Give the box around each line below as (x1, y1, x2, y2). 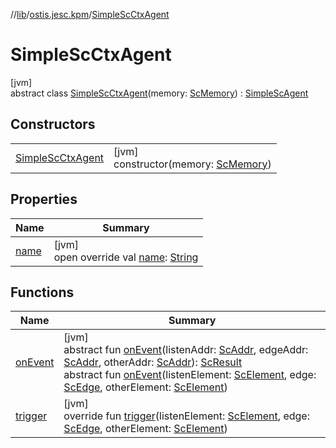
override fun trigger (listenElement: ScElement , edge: (63, 409, 310, 423)
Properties (10, 191, 78, 208)
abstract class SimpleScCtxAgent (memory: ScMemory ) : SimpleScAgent (10, 87, 309, 99)
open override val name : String (53, 250, 199, 264)
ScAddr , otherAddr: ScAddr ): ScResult (63, 355, 243, 369)
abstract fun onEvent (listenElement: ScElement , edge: (63, 368, 317, 382)
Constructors (10, 116, 96, 133)
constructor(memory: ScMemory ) (113, 157, 272, 171)
